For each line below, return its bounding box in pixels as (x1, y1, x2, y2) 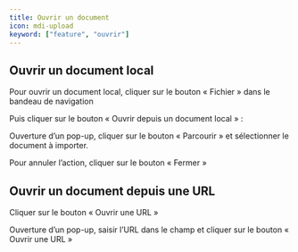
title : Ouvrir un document (9, 13, 110, 22)
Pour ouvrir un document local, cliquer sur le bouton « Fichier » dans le (9, 87, 270, 97)
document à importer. (9, 140, 89, 151)
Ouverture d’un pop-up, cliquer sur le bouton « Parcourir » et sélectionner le (9, 130, 290, 141)
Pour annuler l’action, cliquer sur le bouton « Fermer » (9, 157, 207, 168)
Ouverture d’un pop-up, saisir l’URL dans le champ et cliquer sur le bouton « (9, 224, 290, 235)
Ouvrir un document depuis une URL (9, 183, 216, 198)
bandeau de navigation (9, 96, 94, 107)
